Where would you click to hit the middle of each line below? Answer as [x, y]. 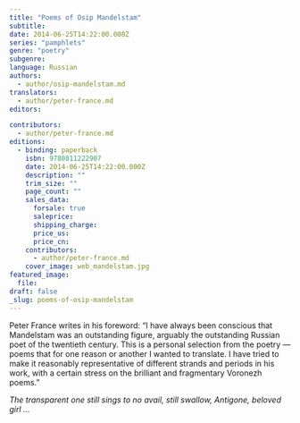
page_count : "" [54, 192]
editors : [25, 109]
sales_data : [47, 200]
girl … [20, 409]
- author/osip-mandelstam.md [71, 84]
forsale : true [59, 208]
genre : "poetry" [39, 51]
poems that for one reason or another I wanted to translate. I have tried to [144, 353]
